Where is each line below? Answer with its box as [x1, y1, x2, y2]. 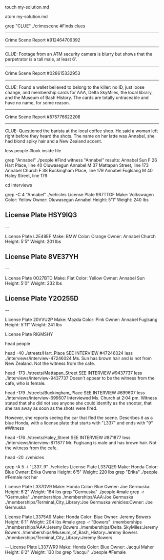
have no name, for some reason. [5, 100, 70, 105]
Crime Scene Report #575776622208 [5, 114, 81, 120]
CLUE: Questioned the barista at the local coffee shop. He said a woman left [5, 128, 158, 134]
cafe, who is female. [5, 380, 46, 386]
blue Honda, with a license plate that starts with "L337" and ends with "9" [5, 420, 153, 426]
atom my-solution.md [5, 14, 48, 19]
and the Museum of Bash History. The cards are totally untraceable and [5, 95, 149, 100]
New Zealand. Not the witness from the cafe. [5, 360, 95, 366]
